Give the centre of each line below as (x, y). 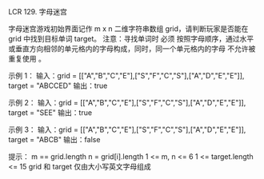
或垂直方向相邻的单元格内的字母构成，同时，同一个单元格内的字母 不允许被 (132, 49)
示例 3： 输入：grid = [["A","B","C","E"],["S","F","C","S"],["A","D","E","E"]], (127, 129)
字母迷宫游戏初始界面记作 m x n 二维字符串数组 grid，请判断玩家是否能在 (128, 29)
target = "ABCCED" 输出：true (58, 86)
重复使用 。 (27, 59)
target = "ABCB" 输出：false (54, 139)
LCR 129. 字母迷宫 (38, 12)
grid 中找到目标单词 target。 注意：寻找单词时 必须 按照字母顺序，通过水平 (131, 39)
